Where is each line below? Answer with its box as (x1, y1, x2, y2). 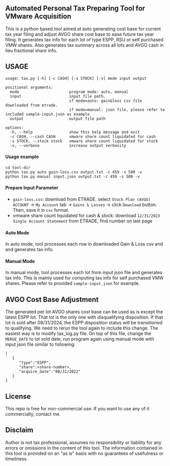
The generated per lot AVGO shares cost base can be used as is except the (5, 309, 163, 315)
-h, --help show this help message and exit (10, 129, 140, 135)
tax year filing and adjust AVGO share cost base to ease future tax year (5, 31, 154, 37)
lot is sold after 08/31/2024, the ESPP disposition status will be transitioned (5, 320, 163, 326)
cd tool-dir (5, 165, 31, 170)
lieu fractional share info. (5, 47, 58, 53)
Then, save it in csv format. (12, 207, 70, 213)
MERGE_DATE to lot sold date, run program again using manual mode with (5, 336, 154, 342)
